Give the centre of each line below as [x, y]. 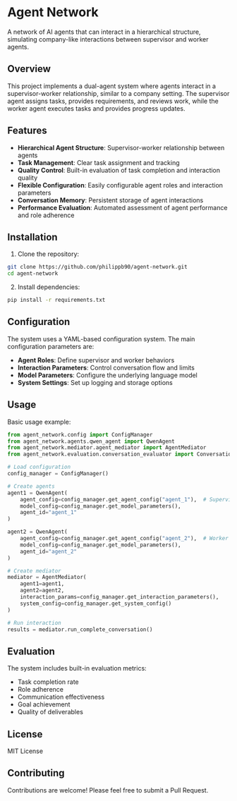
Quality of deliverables [50, 712]
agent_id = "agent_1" [49, 513]
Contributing [36, 773]
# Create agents [31, 486]
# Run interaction [34, 623]
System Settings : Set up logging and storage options [95, 382]
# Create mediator [34, 571]
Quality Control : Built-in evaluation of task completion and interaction [119, 170]
